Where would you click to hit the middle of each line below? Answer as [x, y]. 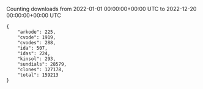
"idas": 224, [34, 53]
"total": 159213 [38, 75]
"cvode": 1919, [37, 37]
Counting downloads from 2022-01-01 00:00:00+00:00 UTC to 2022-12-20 [102, 9]
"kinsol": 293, [37, 59]
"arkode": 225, [37, 32]
